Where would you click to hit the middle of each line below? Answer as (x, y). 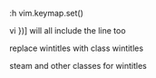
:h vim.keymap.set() (47, 13)
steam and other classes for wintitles (78, 66)
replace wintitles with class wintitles (76, 48)
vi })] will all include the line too (68, 30)
